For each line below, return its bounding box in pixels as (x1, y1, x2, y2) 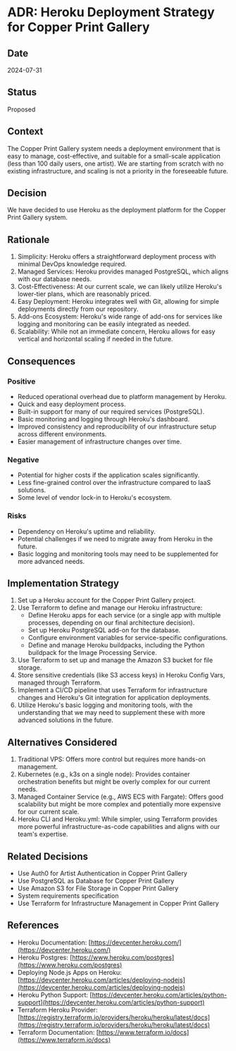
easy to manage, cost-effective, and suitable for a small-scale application (7, 152, 221, 160)
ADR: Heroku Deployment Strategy (7, 4, 215, 20)
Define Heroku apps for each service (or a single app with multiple (27, 611, 221, 620)
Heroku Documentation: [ (17, 938, 92, 947)
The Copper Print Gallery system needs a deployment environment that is (7, 144, 221, 152)
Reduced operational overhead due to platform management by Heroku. (17, 392, 227, 400)
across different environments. (17, 429, 107, 438)
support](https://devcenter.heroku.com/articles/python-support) (17, 998, 205, 1007)
